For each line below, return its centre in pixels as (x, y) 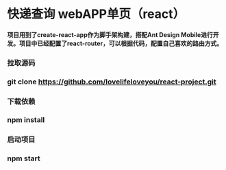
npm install (26, 120)
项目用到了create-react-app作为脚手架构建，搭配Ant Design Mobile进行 (110, 34)
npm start (24, 158)
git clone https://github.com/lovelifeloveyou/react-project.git (112, 82)
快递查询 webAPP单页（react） (96, 14)
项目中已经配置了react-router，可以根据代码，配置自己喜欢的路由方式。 (121, 43)
